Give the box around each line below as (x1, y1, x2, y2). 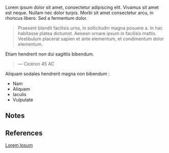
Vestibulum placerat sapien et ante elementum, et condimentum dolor (17, 36, 164, 42)
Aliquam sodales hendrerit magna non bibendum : (5, 71, 110, 77)
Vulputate (12, 97, 34, 103)
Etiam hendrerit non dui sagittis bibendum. (5, 51, 94, 57)
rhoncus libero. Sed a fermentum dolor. (5, 15, 88, 21)
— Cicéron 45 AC (17, 61, 54, 67)
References (5, 129, 43, 137)
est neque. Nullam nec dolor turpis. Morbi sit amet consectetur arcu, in (5, 10, 154, 16)
